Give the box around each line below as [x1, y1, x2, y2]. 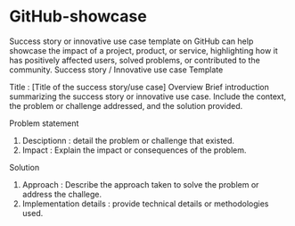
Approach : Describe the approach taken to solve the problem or [21, 179, 259, 189]
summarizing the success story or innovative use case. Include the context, [9, 91, 287, 102]
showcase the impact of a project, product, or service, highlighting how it [9, 45, 278, 55]
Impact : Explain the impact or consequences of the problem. [21, 145, 247, 155]
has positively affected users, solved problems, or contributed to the [9, 54, 260, 65]
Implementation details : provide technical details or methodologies [21, 198, 269, 209]
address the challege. [21, 188, 102, 199]
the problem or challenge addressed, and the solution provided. [9, 100, 243, 111]
